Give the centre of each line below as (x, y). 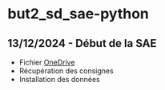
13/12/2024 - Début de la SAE (82, 43)
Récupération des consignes (66, 71)
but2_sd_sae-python (78, 14)
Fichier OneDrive (47, 62)
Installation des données (60, 79)
